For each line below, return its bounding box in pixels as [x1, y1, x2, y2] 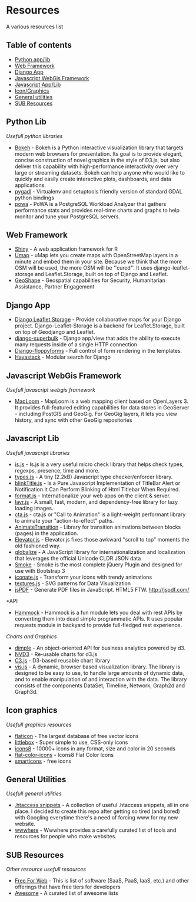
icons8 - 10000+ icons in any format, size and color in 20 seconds [14, 744, 176, 752]
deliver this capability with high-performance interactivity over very [14, 163, 178, 170]
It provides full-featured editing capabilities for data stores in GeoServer [14, 404, 190, 411]
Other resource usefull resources [6, 865, 87, 873]
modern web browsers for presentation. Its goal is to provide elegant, [14, 150, 183, 157]
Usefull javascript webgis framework [6, 386, 96, 393]
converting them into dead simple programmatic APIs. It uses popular [14, 615, 183, 622]
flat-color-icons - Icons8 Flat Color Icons [14, 751, 114, 758]
